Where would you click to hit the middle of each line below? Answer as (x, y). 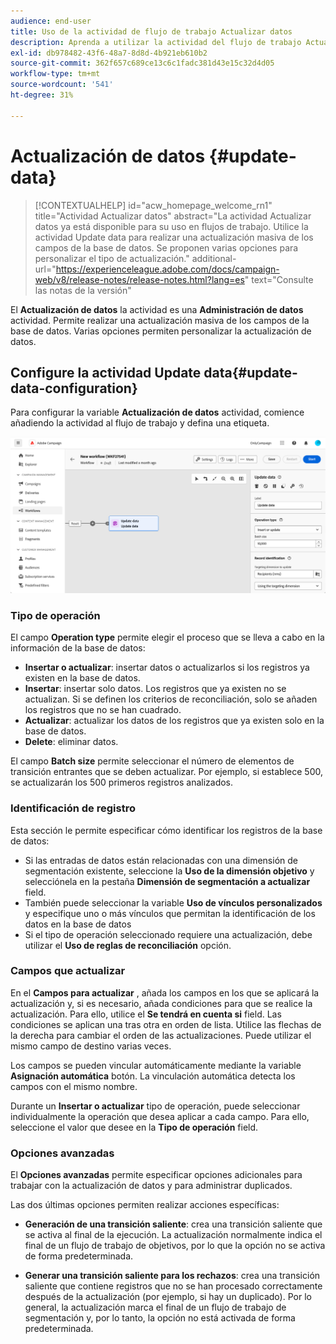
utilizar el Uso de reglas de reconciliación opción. (128, 945)
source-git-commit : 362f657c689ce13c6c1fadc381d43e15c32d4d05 (142, 63)
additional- (214, 258)
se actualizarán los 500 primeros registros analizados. (122, 782)
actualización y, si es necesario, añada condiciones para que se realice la (161, 1003)
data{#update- (250, 372)
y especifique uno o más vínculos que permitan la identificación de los (170, 913)
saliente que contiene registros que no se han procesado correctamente (173, 1286)
